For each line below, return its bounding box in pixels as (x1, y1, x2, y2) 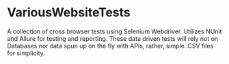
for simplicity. (7, 49, 46, 57)
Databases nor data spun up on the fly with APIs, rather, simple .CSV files (7, 42, 214, 50)
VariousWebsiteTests (7, 5, 131, 20)
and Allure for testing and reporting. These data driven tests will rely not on (7, 34, 219, 42)
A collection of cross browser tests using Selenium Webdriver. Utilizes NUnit (7, 27, 222, 35)
